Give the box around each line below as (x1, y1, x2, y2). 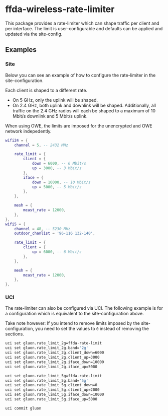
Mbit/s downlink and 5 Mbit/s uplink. (12, 113, 88, 119)
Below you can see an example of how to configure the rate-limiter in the (5, 72, 156, 78)
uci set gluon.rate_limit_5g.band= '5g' (5, 378, 89, 383)
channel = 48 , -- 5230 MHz (14, 226, 71, 231)
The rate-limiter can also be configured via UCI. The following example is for (5, 305, 163, 311)
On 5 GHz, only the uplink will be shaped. (12, 97, 98, 103)
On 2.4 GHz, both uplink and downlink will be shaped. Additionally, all (12, 102, 156, 108)
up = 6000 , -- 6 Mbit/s (32, 249, 82, 254)
